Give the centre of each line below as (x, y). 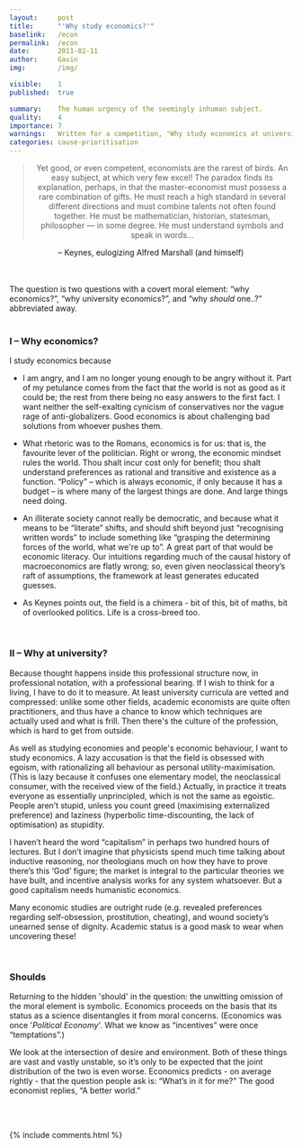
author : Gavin (44, 59)
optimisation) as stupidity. (57, 825)
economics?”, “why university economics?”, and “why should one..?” (136, 299)
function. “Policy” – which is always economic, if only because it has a (152, 482)
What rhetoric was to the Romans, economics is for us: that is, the (144, 443)
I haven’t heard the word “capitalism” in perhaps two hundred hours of (139, 842)
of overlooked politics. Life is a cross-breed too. (111, 613)
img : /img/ (44, 68)
